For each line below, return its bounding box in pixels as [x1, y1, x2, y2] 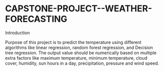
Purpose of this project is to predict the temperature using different [5, 39, 142, 45]
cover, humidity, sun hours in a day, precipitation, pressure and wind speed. [5, 60, 160, 66]
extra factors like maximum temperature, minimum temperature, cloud [5, 55, 148, 61]
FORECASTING [5, 13, 68, 25]
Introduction [5, 30, 30, 35]
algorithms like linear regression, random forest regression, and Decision [5, 44, 153, 50]
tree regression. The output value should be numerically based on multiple [5, 50, 157, 56]
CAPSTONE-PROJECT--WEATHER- [5, 3, 152, 14]
